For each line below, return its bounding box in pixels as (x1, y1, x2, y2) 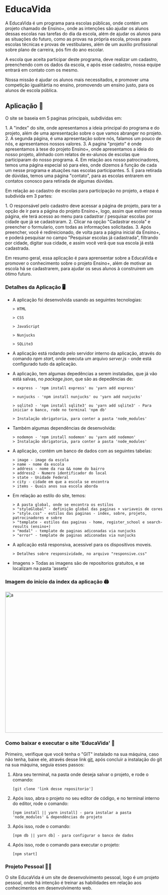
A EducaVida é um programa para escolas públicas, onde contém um (5, 20, 148, 26)
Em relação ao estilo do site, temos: (12, 493, 86, 499)
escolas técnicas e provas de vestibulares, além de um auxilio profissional (5, 41, 158, 47)
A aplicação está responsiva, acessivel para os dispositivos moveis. (12, 542, 152, 548)
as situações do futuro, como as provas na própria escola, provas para (5, 36, 151, 42)
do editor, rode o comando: (12, 800, 69, 806)
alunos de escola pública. (5, 87, 58, 93)
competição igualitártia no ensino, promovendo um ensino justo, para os (5, 82, 154, 88)
